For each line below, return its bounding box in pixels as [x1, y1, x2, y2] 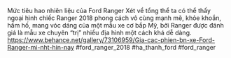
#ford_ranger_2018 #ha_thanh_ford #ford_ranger [76, 43, 216, 51]
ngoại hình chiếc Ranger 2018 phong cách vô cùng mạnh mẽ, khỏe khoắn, [7, 14, 222, 22]
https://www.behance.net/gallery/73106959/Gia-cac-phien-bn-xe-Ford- [7, 36, 216, 44]
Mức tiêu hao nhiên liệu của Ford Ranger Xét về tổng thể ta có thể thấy [7, 7, 211, 14]
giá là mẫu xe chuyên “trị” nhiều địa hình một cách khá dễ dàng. [7, 28, 192, 37]
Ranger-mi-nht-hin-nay [7, 43, 75, 51]
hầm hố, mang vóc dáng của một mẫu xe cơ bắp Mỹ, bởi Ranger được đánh [7, 21, 224, 29]
